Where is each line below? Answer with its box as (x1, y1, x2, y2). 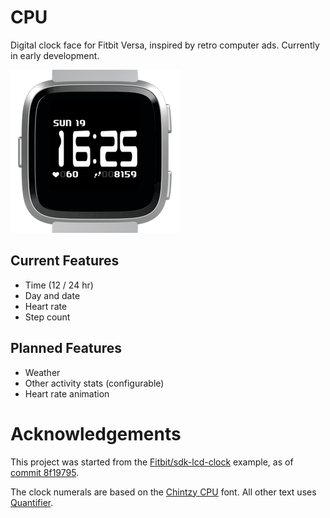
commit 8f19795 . (10, 466, 80, 478)
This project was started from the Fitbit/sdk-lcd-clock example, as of (10, 456, 294, 468)
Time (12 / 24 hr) (24, 279, 94, 291)
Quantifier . (10, 496, 54, 508)
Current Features (10, 252, 120, 270)
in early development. (10, 49, 100, 61)
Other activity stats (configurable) (24, 377, 165, 389)
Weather (24, 366, 61, 378)
